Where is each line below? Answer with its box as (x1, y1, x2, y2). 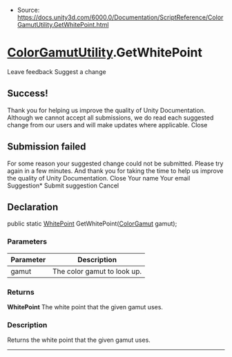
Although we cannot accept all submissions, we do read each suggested (7, 113, 214, 122)
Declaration (7, 201, 59, 213)
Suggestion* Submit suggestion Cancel (7, 181, 119, 190)
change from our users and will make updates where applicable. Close (7, 120, 208, 129)
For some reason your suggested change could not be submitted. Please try (7, 159, 224, 167)
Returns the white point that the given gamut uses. (7, 336, 151, 345)
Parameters (7, 237, 47, 246)
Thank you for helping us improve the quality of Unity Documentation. (7, 106, 206, 114)
